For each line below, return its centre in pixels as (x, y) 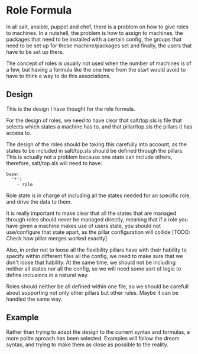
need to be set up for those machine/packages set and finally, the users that (99, 46)
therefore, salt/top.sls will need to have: (54, 163)
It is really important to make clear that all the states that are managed (91, 213)
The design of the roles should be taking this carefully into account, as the (97, 144)
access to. (19, 133)
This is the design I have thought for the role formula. (71, 109)
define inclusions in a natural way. (48, 275)
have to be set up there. (35, 52)
